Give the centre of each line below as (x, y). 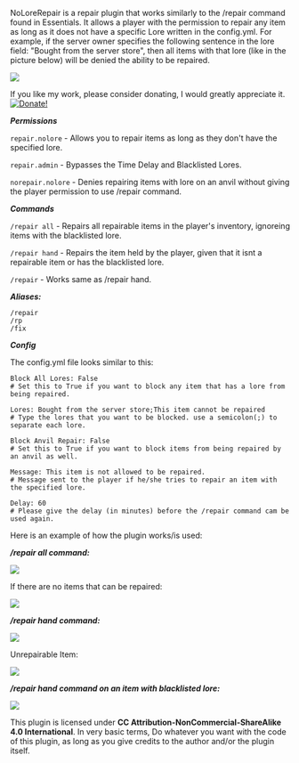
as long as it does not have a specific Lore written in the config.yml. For (141, 32)
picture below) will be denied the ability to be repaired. (110, 60)
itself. (20, 751)
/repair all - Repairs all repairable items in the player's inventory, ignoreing (150, 226)
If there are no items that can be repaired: (86, 586)
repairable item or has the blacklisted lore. (87, 262)
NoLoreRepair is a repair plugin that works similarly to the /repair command (148, 13)
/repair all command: (50, 552)
